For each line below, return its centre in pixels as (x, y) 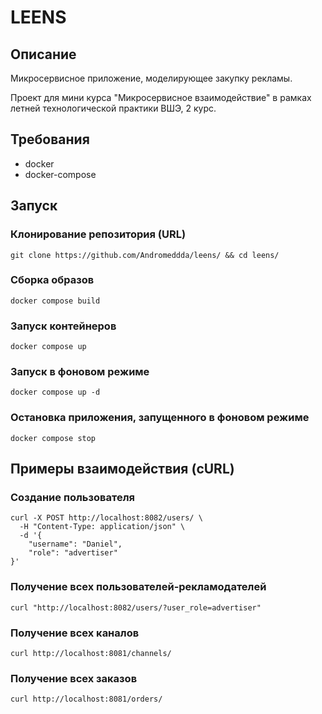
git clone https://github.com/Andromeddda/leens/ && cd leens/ (145, 255)
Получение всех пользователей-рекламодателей (138, 587)
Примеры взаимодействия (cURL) (122, 469)
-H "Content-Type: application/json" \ (102, 527)
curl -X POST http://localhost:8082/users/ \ (106, 518)
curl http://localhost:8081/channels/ (91, 653)
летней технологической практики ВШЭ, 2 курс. (113, 108)
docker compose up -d (55, 392)
